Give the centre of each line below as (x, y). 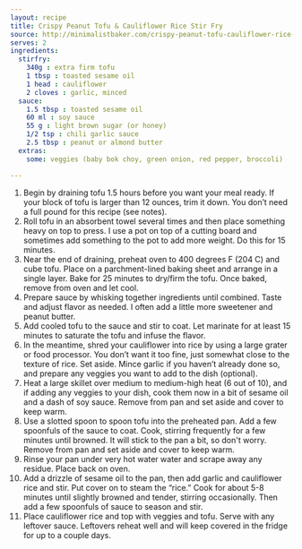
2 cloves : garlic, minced (77, 92)
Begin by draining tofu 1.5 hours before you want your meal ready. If (149, 193)
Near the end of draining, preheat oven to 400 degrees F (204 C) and (151, 259)
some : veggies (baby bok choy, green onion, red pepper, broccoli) (155, 159)
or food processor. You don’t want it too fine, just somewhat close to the (156, 354)
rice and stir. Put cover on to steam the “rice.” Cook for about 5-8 (143, 487)
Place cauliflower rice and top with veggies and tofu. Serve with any (149, 516)
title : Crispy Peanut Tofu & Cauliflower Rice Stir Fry (116, 26)
